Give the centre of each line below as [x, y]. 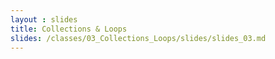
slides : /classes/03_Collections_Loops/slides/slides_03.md [138, 38]
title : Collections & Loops [69, 29]
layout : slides [44, 19]
